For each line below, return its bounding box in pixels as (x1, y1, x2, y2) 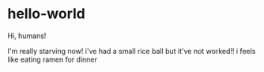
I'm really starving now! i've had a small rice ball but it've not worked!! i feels (7, 46, 256, 55)
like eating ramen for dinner (7, 55, 98, 64)
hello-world (7, 5, 86, 23)
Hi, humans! (7, 31, 47, 40)
